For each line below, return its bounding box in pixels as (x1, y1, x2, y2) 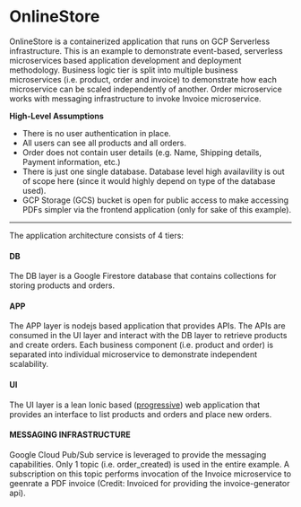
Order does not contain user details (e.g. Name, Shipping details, (21, 146, 262, 158)
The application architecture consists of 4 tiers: (9, 230, 184, 240)
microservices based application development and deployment (9, 55, 242, 66)
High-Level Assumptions (9, 110, 105, 121)
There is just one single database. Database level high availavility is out (21, 166, 285, 177)
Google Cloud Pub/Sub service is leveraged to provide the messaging (9, 449, 267, 459)
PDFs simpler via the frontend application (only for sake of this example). (21, 204, 292, 214)
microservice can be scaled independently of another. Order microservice (9, 83, 282, 94)
